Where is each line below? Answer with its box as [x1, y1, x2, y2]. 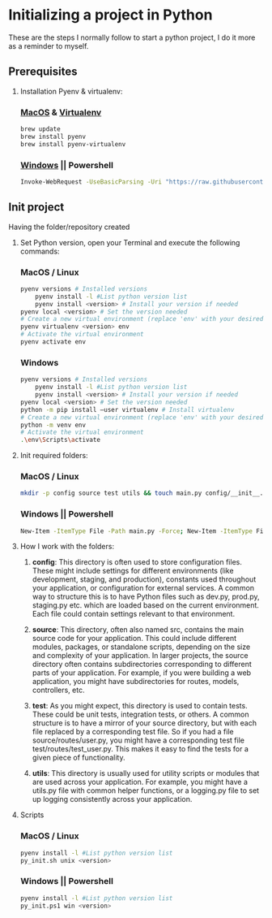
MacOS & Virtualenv [19, 106, 102, 118]
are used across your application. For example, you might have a [32, 777, 249, 787]
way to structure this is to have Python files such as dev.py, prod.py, [32, 591, 260, 602]
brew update [19, 125, 61, 133]
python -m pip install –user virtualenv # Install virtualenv [19, 405, 235, 414]
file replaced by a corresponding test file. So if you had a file [32, 727, 234, 737]
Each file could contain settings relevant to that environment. [32, 609, 236, 619]
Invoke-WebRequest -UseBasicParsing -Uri [19, 177, 163, 186]
